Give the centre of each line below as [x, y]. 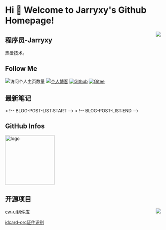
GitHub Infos [25, 126]
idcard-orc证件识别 [25, 223]
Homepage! [30, 21]
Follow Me [21, 69]
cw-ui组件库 [18, 212]
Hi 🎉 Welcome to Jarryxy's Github [76, 10]
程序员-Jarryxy [29, 40]
